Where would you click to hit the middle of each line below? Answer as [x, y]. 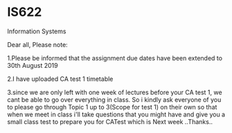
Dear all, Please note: [37, 44]
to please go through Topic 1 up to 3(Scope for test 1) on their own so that [112, 107]
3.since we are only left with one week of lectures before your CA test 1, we [115, 92]
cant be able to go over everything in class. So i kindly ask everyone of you [114, 99]
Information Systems [37, 31]
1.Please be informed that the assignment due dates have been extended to [115, 58]
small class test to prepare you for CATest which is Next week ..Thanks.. [110, 121]
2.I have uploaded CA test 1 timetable [60, 79]
